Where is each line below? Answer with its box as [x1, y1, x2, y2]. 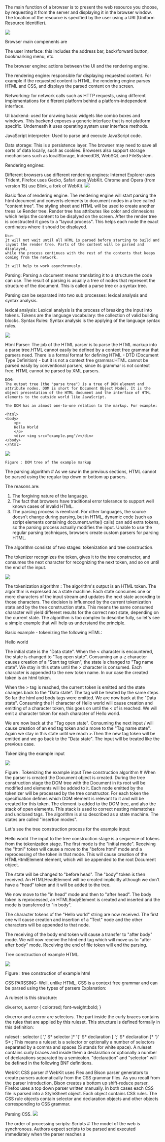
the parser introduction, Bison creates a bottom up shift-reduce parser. [5, 1080, 149, 1086]
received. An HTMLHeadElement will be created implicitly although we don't [5, 877, 160, 882]
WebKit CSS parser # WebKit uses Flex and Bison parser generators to [5, 1070, 149, 1075]
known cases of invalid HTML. [12, 503, 74, 509]
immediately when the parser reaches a [5, 1131, 86, 1137]
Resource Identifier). [5, 20, 47, 26]
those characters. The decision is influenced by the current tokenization [5, 599, 151, 605]
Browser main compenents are [5, 39, 67, 44]
